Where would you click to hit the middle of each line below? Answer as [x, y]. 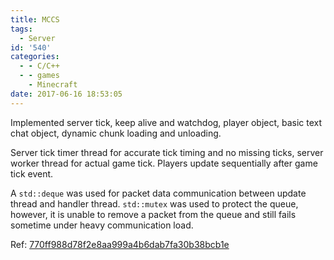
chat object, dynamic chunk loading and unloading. [116, 133]
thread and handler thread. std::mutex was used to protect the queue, [154, 203]
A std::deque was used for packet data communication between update [158, 193]
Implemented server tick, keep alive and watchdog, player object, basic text [166, 122]
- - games [39, 76]
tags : [21, 29]
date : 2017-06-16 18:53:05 [66, 94]
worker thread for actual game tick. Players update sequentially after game [164, 163]
